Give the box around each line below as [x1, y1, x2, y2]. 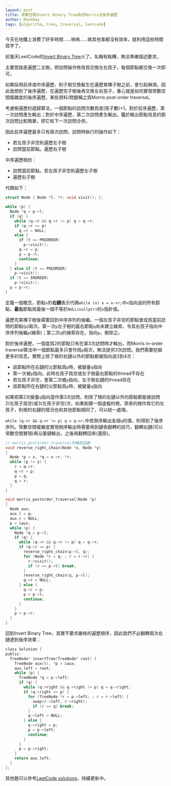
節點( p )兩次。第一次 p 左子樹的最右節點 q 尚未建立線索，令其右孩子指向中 [14, 323, 163, 329]
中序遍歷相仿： [5, 157, 37, 163]
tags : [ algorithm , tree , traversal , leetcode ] [5, 21, 106, 27]
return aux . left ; [14, 756, 51, 761]
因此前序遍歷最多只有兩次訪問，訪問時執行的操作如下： [5, 129, 121, 135]
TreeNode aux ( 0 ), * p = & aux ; [14, 661, 76, 666]
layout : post [5, 7, 33, 13]
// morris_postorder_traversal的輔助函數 [5, 440, 91, 445]
